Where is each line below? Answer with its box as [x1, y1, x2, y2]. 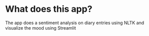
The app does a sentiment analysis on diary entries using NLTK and [5, 20, 144, 26]
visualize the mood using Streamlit [5, 25, 76, 31]
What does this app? [5, 3, 92, 15]
